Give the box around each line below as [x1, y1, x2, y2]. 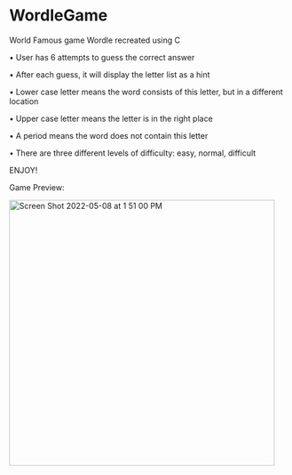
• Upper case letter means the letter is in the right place [9, 113, 213, 124]
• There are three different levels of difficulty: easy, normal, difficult [9, 148, 256, 158]
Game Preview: [9, 181, 65, 192]
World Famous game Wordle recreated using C [9, 35, 180, 45]
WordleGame [9, 5, 108, 26]
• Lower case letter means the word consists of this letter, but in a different [9, 86, 284, 97]
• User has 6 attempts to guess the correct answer [9, 52, 195, 62]
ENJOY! [9, 165, 38, 175]
